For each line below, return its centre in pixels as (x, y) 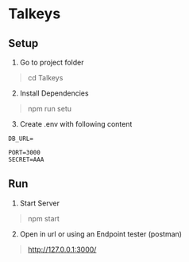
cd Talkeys (45, 78)
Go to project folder (52, 62)
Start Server (39, 203)
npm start (43, 218)
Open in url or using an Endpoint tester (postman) (101, 234)
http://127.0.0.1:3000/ (62, 249)
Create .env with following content (76, 124)
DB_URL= (21, 139)
